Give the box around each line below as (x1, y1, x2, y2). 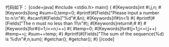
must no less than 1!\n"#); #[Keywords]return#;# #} (36, 20, 143, 26)
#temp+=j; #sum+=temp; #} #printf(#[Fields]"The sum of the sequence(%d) (5, 31, 164, 37)
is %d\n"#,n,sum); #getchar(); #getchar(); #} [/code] (5, 36, 115, 42)
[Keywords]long (5, 10, 39, 16)
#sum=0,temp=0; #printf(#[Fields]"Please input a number (39, 10, 159, 16)
